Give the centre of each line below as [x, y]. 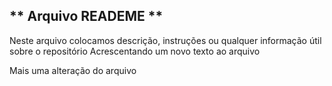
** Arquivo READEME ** [86, 16]
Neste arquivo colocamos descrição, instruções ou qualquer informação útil [165, 40]
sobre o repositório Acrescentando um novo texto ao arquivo [135, 51]
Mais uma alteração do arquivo [73, 70]
